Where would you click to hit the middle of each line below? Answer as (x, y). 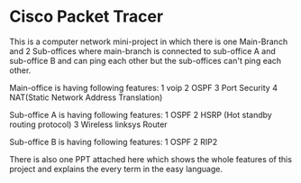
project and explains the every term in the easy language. (116, 169)
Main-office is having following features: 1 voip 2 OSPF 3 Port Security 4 (143, 87)
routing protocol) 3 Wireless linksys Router (89, 124)
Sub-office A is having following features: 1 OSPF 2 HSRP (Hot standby (141, 114)
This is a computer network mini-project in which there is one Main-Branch (149, 41)
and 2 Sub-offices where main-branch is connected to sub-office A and (143, 50)
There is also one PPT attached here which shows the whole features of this (151, 159)
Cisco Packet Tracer (87, 17)
